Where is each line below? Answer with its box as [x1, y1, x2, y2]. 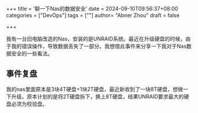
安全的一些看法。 [11, 50, 53, 57]
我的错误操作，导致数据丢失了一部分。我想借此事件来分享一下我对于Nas [11, 43, 187, 49]
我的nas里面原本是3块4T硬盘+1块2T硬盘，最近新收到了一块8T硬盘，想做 [6, 85, 183, 92]
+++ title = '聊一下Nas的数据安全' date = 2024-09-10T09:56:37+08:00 [6, 5, 178, 12]
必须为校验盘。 [11, 100, 48, 107]
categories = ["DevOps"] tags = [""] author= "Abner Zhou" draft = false [6, 12, 180, 19]
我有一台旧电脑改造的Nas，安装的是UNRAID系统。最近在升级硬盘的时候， [6, 35, 186, 42]
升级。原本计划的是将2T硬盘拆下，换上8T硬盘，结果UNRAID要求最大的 [11, 93, 184, 100]
